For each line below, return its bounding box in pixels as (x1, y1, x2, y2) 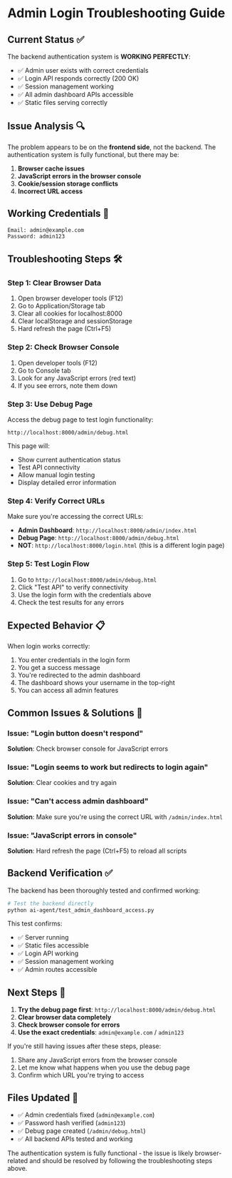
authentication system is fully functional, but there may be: (7, 150, 179, 158)
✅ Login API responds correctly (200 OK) (17, 74, 139, 83)
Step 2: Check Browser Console (7, 342, 120, 352)
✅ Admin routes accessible (17, 965, 97, 974)
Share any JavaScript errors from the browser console (17, 1056, 178, 1065)
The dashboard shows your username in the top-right (17, 679, 176, 687)
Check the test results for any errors (17, 598, 125, 606)
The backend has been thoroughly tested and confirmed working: (7, 886, 201, 895)
